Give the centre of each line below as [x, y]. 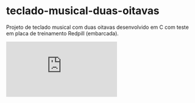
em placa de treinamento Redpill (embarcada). [63, 33]
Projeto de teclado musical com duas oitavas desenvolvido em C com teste [97, 27]
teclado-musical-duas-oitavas [83, 11]
